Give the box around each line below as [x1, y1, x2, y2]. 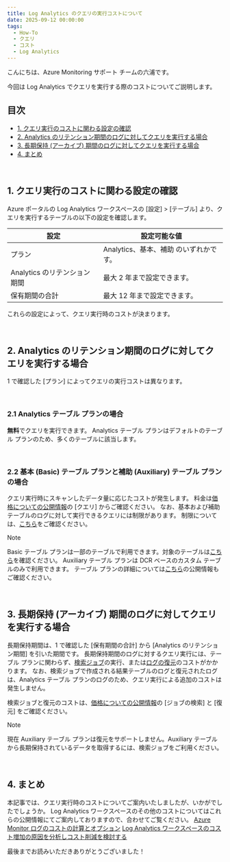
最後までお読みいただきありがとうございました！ [7, 847, 145, 855]
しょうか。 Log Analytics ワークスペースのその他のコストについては [18, 806, 210, 815]
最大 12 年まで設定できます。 [103, 291, 198, 300]
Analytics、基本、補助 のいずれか [103, 244, 211, 254]
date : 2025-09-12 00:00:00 [7, 16, 84, 23]
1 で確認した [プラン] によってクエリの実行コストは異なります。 [7, 377, 186, 385]
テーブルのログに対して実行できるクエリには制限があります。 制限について [7, 511, 218, 519]
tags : [7, 23, 23, 29]
